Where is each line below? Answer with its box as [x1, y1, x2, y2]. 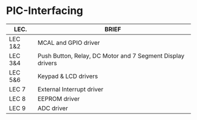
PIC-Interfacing [6, 4, 83, 17]
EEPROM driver [38, 94, 80, 103]
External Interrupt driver [38, 85, 104, 93]
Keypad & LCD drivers [38, 72, 98, 80]
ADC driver [38, 104, 69, 112]
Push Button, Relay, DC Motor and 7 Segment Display [38, 51, 185, 59]
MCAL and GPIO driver [38, 38, 100, 47]
